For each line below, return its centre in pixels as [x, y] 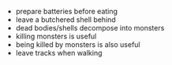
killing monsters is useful [56, 36]
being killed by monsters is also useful [78, 45]
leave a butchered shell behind [65, 20]
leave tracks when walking [59, 53]
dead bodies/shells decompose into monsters [90, 28]
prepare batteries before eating [67, 11]
